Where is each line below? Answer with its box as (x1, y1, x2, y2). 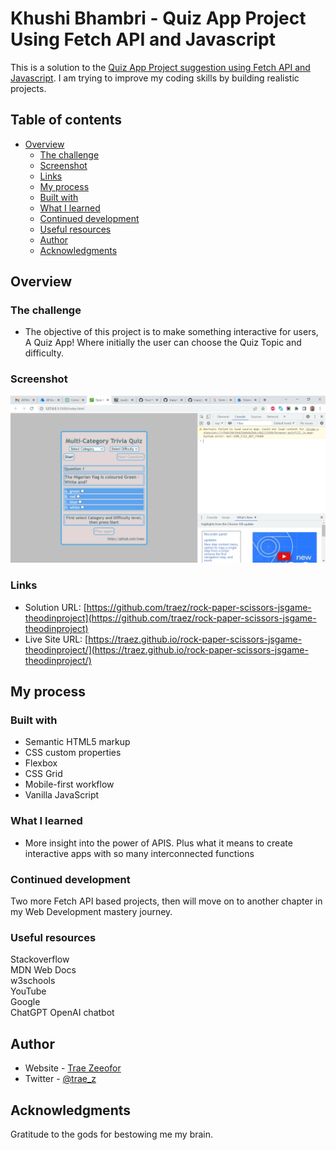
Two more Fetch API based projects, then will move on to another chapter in (10, 895, 323, 907)
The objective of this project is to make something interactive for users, (24, 326, 319, 338)
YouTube (10, 985, 47, 997)
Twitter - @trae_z (24, 1073, 97, 1085)
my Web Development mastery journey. (10, 906, 173, 918)
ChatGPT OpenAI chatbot (10, 1007, 115, 1019)
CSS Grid (24, 768, 63, 780)
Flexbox (24, 757, 58, 769)
